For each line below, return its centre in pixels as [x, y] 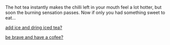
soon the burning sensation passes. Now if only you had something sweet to [85, 12]
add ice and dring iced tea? [34, 27]
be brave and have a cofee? [34, 37]
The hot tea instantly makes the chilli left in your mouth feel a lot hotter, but [83, 7]
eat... [11, 18]
